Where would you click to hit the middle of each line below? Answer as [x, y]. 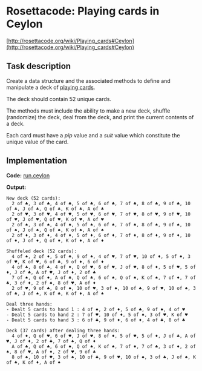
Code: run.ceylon [28, 175]
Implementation [37, 161]
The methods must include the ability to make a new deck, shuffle [88, 111]
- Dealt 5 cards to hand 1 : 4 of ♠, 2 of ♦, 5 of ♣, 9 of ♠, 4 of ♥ [96, 309]
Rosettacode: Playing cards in [83, 11]
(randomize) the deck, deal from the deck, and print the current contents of [100, 117]
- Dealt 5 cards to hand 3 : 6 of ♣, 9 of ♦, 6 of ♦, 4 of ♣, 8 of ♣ [96, 320]
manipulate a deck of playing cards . [51, 87]
